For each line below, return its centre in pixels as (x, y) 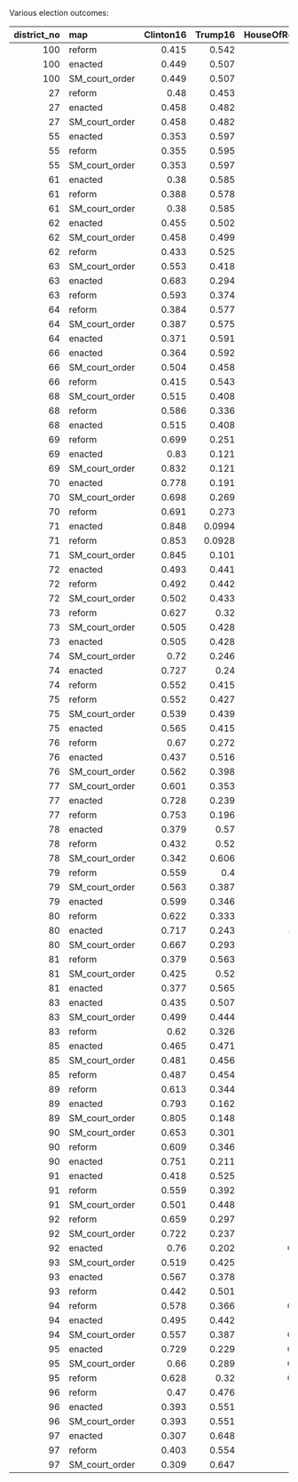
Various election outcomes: (59, 13)
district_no (37, 35)
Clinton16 (165, 35)
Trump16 (215, 35)
